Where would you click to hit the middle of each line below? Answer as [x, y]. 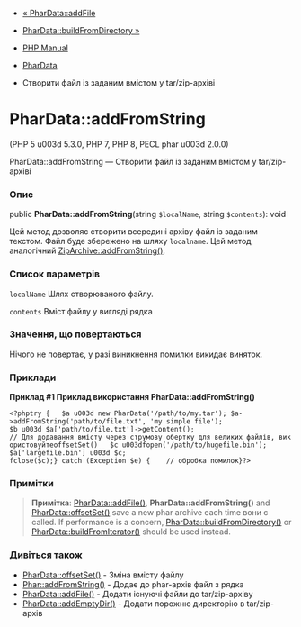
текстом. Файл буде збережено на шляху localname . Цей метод [130, 241]
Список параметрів [55, 274]
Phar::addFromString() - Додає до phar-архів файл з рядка [133, 584]
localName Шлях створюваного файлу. [82, 294]
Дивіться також [46, 555]
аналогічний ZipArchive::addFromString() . [88, 250]
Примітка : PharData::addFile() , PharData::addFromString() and [150, 503]
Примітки [31, 484]
